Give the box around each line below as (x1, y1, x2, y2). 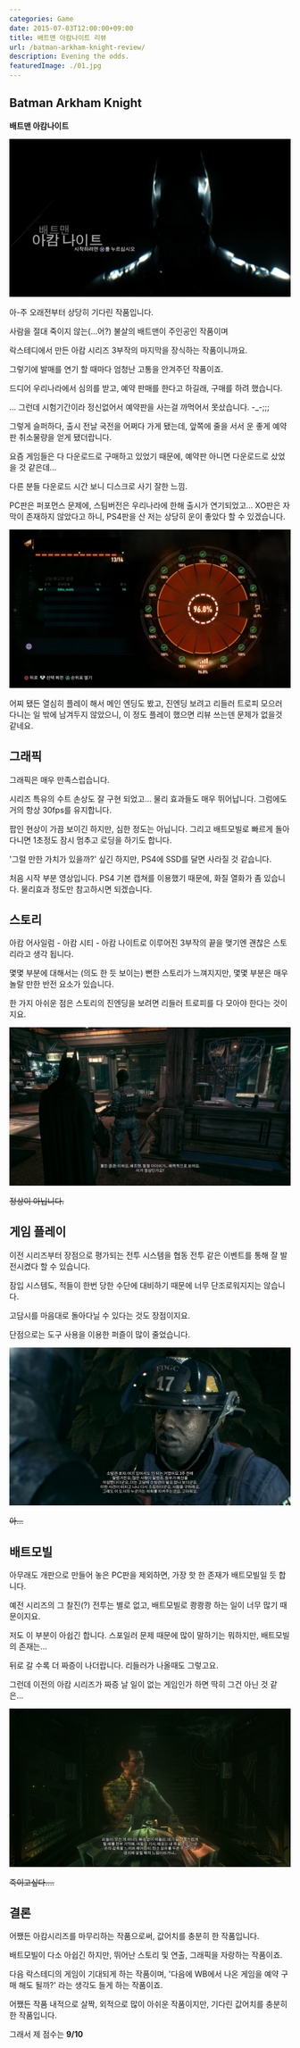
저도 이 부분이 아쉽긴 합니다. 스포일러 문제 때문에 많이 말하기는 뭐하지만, (9, 1630, 259, 1641)
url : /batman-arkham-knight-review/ (9, 43, 146, 52)
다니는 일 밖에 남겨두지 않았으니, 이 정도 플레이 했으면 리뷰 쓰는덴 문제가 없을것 (9, 709, 283, 720)
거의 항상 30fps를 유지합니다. (9, 804, 112, 815)
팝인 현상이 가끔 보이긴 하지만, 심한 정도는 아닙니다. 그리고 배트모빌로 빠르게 (9, 823, 274, 834)
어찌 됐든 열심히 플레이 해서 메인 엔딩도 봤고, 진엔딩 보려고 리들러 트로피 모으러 (9, 697, 283, 709)
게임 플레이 (9, 1224, 67, 1240)
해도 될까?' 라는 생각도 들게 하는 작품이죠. (18, 1980, 163, 1991)
